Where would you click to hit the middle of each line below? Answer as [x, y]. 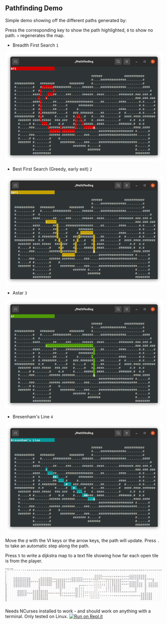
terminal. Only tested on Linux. [37, 616]
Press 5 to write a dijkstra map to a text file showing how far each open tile [82, 556]
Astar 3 [20, 292]
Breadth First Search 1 [35, 45]
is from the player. [24, 561]
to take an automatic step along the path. [47, 546]
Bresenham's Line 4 [33, 417]
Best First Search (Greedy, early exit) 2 [52, 169]
